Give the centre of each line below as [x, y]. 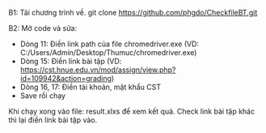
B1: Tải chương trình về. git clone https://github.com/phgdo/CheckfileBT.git [133, 13]
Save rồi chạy [43, 96]
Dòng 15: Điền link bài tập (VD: [71, 61]
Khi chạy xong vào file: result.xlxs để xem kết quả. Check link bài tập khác [132, 111]
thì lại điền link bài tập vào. [53, 120]
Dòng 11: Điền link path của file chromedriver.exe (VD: [110, 44]
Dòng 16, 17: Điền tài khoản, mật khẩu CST [91, 87]
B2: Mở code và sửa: [43, 28]
